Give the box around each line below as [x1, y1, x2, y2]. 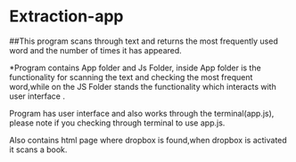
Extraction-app [9, 6, 124, 27]
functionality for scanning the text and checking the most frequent [9, 71, 253, 82]
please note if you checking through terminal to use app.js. [9, 117, 226, 128]
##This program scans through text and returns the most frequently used [9, 36, 278, 46]
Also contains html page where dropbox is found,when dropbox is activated [9, 134, 287, 145]
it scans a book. [9, 144, 68, 155]
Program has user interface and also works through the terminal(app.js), [9, 108, 275, 118]
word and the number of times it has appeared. [9, 45, 183, 55]
